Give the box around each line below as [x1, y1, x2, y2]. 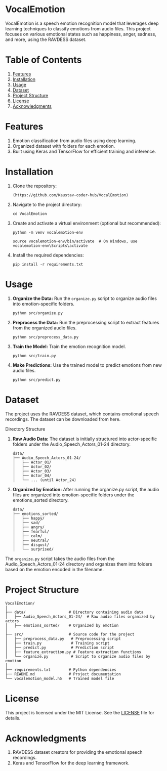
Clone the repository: [12, 183, 57, 189]
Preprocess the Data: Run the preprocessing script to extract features [12, 319, 159, 325]
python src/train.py [12, 353, 56, 358]
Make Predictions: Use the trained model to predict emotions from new [12, 362, 162, 368]
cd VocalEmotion [12, 211, 47, 216]
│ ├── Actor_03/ [12, 468, 52, 474]
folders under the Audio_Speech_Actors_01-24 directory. [12, 441, 131, 447]
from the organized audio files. [12, 325, 77, 331]
